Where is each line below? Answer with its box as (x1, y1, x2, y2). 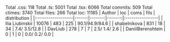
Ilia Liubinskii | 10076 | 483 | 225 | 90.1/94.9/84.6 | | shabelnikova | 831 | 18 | (5, 20, 165, 26)
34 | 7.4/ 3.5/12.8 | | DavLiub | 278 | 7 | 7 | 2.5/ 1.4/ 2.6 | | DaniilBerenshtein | (5, 26, 165, 32)
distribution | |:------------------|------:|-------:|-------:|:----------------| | (5, 15, 163, 21)
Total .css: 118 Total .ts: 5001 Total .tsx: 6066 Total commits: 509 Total (5, 5, 153, 10)
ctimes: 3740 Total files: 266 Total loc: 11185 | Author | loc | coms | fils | (5, 10, 155, 16)
